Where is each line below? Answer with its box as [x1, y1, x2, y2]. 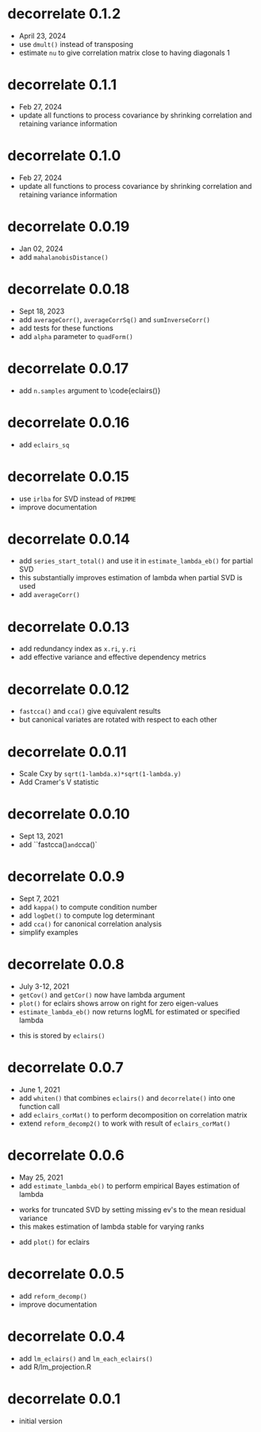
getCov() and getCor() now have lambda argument [18, 990, 186, 1000]
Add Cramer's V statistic [18, 777, 99, 787]
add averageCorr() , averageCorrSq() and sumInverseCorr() [18, 314, 211, 324]
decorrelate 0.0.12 [7, 680, 130, 699]
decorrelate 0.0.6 [7, 1146, 125, 1164]
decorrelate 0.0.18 [7, 279, 130, 298]
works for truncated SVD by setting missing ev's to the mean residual [18, 1204, 246, 1215]
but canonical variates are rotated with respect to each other [18, 715, 217, 725]
